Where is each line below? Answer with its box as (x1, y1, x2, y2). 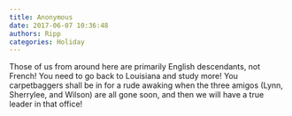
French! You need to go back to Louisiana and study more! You (9, 71, 239, 82)
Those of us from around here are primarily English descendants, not (9, 62, 261, 72)
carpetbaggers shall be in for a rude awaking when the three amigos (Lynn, (9, 80, 283, 91)
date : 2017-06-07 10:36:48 (9, 21, 109, 30)
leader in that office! (9, 98, 83, 110)
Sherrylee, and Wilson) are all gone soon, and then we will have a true (9, 90, 265, 100)
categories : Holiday (9, 37, 86, 47)
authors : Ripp (9, 29, 62, 38)
